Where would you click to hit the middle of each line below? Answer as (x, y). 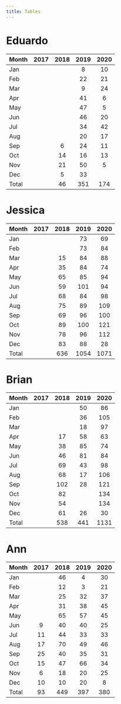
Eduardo (27, 40)
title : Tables (23, 11)
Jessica (26, 210)
